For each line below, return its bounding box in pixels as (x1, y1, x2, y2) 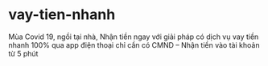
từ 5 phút (8, 49, 39, 58)
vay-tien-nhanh (8, 6, 116, 24)
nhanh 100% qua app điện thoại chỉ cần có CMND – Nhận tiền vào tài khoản (8, 40, 260, 49)
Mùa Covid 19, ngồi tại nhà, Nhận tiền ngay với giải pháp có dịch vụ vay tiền (8, 32, 259, 41)
